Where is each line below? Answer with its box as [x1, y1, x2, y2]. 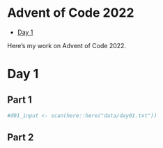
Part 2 [7, 131, 34, 144]
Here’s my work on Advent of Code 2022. [7, 41, 127, 50]
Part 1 [7, 94, 33, 105]
